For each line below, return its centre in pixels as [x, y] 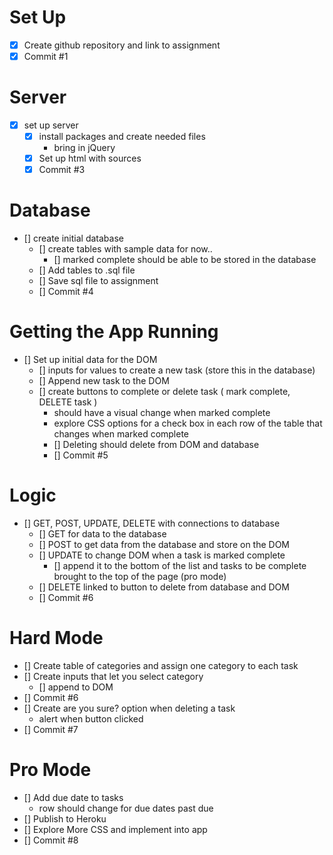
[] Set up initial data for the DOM [90, 360]
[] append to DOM [76, 687]
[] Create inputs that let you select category [113, 676]
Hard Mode [56, 638]
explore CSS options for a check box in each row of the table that [188, 423]
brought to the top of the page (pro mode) [140, 577]
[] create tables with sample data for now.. [125, 249]
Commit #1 [46, 56]
